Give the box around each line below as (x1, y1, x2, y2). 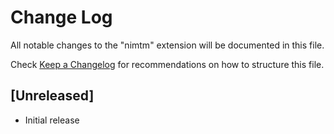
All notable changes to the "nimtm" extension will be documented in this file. (10, 39, 325, 51)
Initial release (24, 114, 80, 126)
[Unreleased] (10, 87, 95, 105)
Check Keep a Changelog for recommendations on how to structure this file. (10, 58, 325, 70)
